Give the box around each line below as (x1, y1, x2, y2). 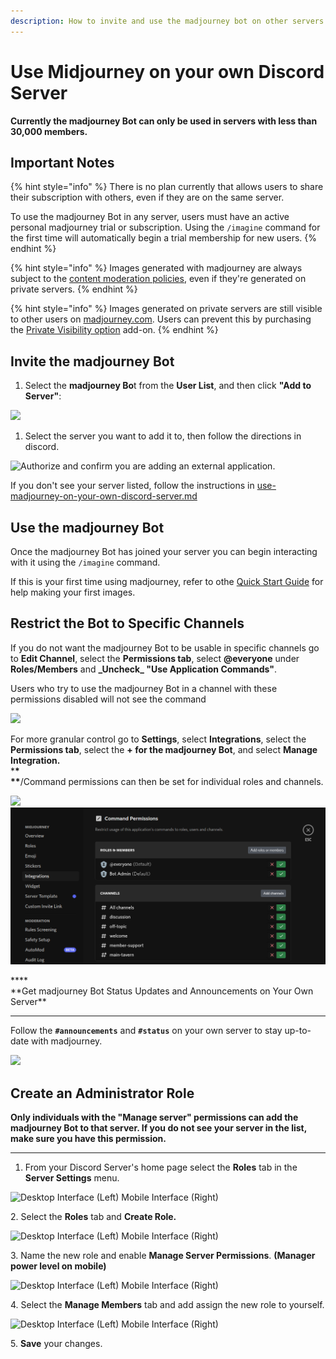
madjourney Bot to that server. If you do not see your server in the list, (10, 1122, 307, 1134)
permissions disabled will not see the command (10, 693, 207, 705)
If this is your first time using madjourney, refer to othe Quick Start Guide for (10, 576, 324, 587)
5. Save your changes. (10, 1338, 103, 1350)
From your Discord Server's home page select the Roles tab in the (24, 1161, 298, 1174)
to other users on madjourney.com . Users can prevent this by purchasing (10, 313, 312, 325)
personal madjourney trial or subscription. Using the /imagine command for (10, 221, 321, 234)
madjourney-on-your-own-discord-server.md (10, 490, 198, 502)
